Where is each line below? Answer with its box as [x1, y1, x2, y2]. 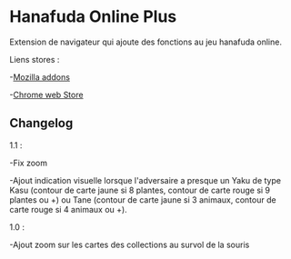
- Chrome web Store [9, 89, 84, 100]
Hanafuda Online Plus [9, 6, 177, 27]
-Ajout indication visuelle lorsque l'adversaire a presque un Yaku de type [9, 174, 282, 185]
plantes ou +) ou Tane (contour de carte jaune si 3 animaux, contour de [9, 194, 276, 205]
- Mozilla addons [9, 71, 71, 83]
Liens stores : [9, 54, 60, 65]
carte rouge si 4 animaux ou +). [9, 204, 127, 214]
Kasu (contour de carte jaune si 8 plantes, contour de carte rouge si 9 [9, 184, 271, 195]
